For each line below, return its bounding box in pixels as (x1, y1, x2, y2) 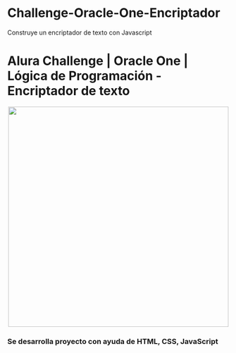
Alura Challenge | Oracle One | (7, 53, 189, 69)
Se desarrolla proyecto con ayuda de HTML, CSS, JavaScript (7, 336, 218, 346)
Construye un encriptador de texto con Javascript (7, 28, 152, 37)
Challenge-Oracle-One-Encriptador (7, 5, 221, 21)
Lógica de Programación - (7, 68, 162, 84)
